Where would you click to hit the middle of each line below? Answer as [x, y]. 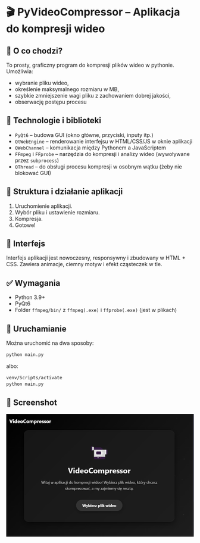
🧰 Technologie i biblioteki [54, 121]
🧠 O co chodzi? [35, 51]
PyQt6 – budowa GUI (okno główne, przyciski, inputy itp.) [84, 135]
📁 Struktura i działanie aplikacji [65, 192]
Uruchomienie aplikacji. [43, 206]
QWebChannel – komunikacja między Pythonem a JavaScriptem [90, 148]
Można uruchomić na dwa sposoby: [50, 343]
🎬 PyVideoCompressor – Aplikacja [93, 12]
